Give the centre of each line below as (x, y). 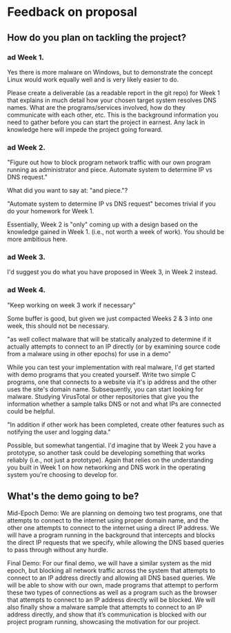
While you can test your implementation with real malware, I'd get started (111, 367)
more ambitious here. (37, 240)
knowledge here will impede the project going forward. (85, 129)
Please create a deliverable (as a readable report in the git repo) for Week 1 (114, 92)
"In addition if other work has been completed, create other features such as (116, 425)
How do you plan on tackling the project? (97, 38)
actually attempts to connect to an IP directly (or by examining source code (114, 347)
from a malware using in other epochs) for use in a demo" (89, 353)
